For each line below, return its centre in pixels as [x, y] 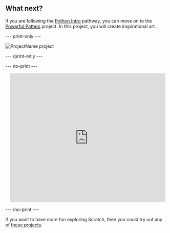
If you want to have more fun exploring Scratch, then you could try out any [84, 219]
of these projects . [24, 225]
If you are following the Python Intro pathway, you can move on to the [79, 21]
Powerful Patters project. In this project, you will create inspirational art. [81, 26]
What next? [24, 8]
